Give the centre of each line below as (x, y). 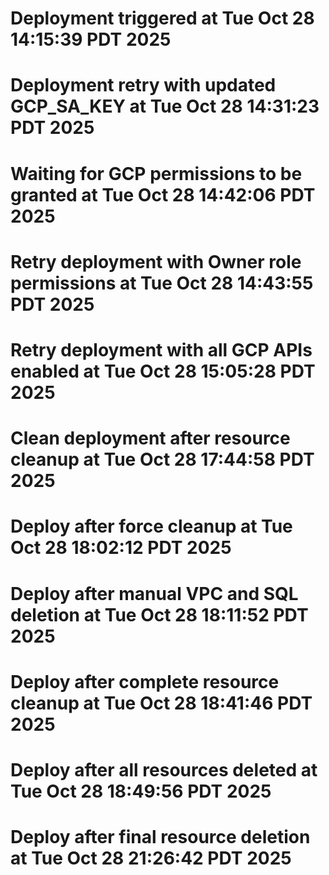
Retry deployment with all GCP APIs (161, 349)
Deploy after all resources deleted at (164, 769)
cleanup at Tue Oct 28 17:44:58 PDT (162, 459)
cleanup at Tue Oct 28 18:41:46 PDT (161, 703)
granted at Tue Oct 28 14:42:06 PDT (163, 194)
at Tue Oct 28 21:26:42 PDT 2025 (151, 858)
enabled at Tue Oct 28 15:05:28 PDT (163, 371)
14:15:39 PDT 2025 (91, 39)
